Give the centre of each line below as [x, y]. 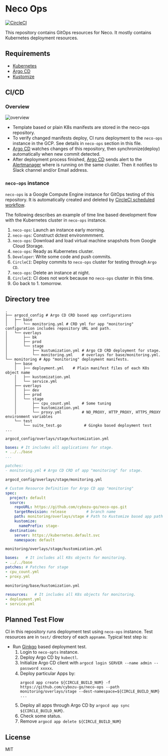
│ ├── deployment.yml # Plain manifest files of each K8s [82, 368]
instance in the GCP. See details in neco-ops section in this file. [77, 144]
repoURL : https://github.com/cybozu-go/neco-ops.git [71, 507]
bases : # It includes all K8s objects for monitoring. [66, 558]
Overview [17, 107]
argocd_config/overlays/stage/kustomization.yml [57, 439]
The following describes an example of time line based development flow [81, 215]
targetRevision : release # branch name [65, 512]
